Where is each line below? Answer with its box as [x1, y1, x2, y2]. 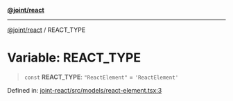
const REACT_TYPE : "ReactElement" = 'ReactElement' [24, 73, 179, 81]
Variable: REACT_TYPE [7, 50, 141, 66]
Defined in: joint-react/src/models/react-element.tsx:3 [7, 86, 162, 94]
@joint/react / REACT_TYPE [7, 26, 86, 34]
